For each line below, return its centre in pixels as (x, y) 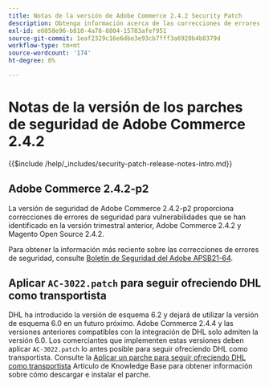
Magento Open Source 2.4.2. (56, 234)
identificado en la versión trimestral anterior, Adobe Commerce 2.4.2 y (125, 225)
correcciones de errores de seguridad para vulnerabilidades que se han (127, 217)
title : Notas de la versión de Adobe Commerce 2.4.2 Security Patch (125, 16)
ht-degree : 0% (32, 61)
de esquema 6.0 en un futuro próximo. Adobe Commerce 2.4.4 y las (121, 324)
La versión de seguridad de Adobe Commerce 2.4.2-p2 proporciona (121, 208)
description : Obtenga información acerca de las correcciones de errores (134, 23)
